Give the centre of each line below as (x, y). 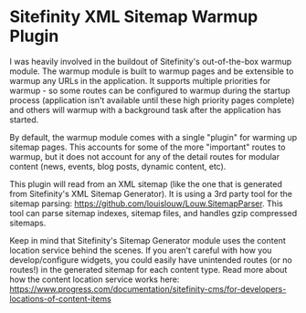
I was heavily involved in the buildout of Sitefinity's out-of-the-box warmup (151, 61)
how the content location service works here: (95, 279)
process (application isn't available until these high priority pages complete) (152, 100)
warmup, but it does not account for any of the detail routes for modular (145, 156)
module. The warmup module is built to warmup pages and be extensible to (152, 71)
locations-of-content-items (60, 298)
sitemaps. (28, 223)
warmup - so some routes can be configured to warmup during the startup (150, 90)
